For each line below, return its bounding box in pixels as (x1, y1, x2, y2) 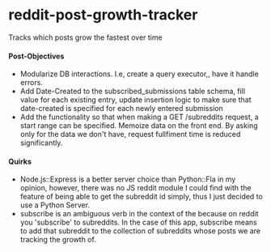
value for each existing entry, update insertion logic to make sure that (19, 95, 252, 105)
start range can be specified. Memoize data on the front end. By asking (19, 121, 258, 130)
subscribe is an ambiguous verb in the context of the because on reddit (19, 209, 259, 219)
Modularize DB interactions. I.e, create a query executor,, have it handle (19, 69, 259, 79)
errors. (19, 78, 43, 88)
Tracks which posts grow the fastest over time (8, 32, 163, 42)
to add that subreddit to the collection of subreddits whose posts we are (19, 226, 261, 236)
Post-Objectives (8, 51, 65, 61)
